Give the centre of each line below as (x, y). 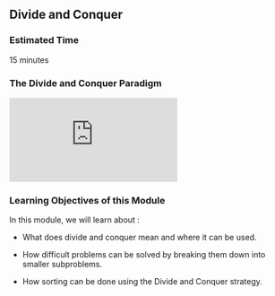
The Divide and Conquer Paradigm (86, 83)
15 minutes (29, 60)
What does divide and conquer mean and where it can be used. (139, 238)
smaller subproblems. (62, 265)
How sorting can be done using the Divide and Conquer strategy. (142, 282)
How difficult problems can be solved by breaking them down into (144, 255)
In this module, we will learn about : (75, 220)
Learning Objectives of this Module (87, 200)
